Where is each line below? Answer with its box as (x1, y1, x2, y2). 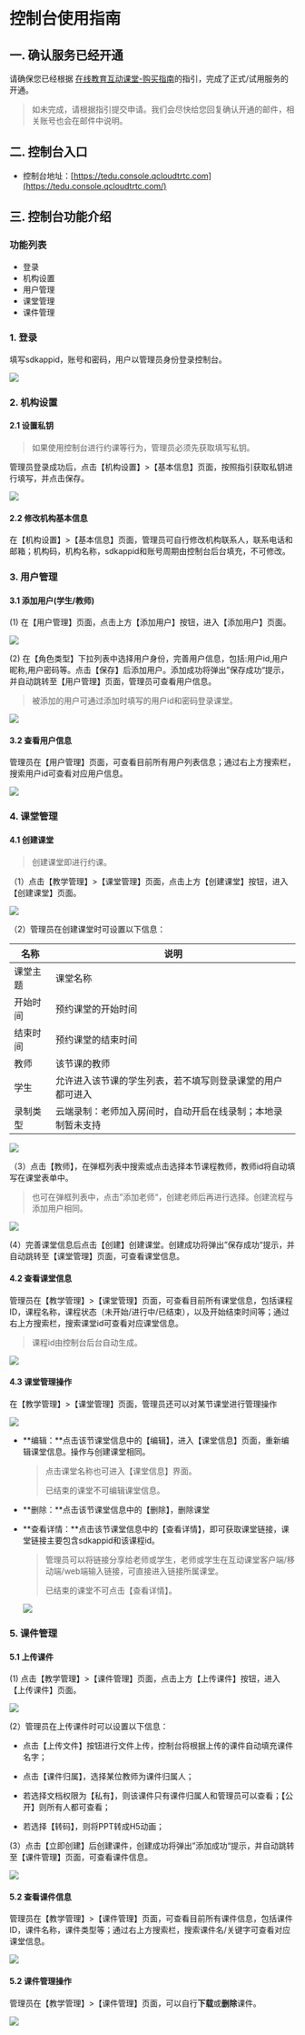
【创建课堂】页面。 (9, 887, 82, 898)
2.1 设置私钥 (9, 420, 54, 431)
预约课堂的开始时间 (55, 1002, 138, 1015)
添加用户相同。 (31, 1203, 88, 1214)
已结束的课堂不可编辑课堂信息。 (44, 1485, 165, 1496)
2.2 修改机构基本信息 (9, 512, 88, 523)
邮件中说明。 (79, 116, 128, 126)
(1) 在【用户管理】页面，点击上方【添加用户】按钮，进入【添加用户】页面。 (9, 617, 291, 628)
